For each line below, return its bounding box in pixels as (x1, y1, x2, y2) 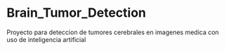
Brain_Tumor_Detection (6, 5, 147, 21)
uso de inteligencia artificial (6, 35, 86, 43)
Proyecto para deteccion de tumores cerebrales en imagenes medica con (6, 28, 219, 36)
